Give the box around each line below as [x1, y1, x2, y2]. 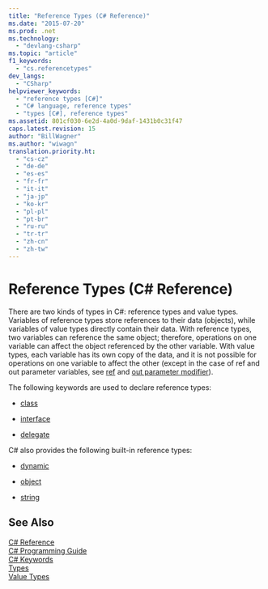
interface [19, 413, 51, 423]
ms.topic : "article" [8, 49, 79, 57]
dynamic [19, 460, 50, 470]
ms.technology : [8, 34, 60, 43]
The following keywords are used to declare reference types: [8, 382, 212, 392]
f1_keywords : [8, 57, 53, 66]
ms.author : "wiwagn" [8, 139, 79, 148]
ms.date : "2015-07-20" [8, 19, 85, 28]
